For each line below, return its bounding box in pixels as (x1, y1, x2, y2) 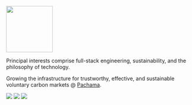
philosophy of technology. (6, 63, 70, 71)
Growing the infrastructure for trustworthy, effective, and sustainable (6, 75, 175, 82)
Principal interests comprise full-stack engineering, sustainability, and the (6, 57, 186, 64)
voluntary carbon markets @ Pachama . (6, 81, 102, 88)
